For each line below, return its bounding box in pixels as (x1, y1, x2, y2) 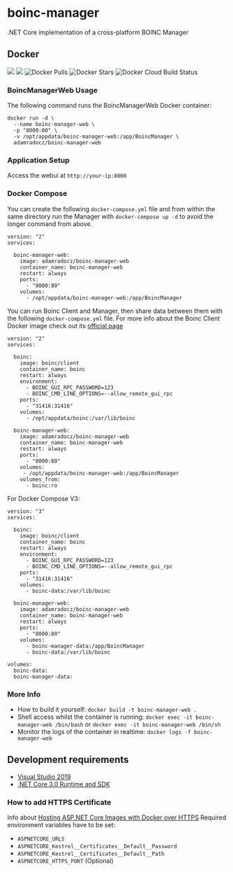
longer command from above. (7, 219, 93, 228)
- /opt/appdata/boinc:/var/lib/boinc (25, 414, 136, 421)
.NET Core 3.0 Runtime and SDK (17, 780, 110, 788)
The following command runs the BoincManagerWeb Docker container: (7, 101, 211, 110)
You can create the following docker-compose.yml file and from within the (7, 204, 216, 213)
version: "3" (7, 507, 45, 515)
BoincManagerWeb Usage (7, 85, 98, 95)
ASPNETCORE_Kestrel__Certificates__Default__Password (17, 843, 177, 850)
